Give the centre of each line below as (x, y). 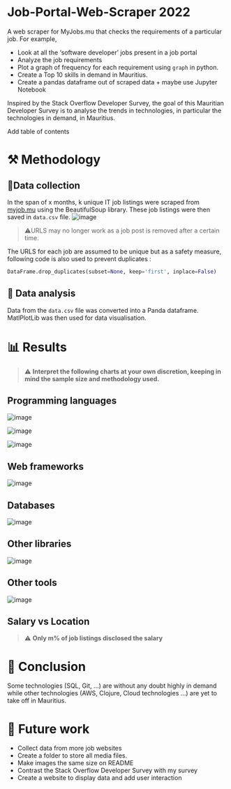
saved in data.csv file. (39, 216)
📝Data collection (44, 185)
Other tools (32, 583)
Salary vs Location (49, 622)
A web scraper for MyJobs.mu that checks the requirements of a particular (114, 31)
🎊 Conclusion (46, 666)
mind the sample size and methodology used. (92, 378)
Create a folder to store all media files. (72, 755)
